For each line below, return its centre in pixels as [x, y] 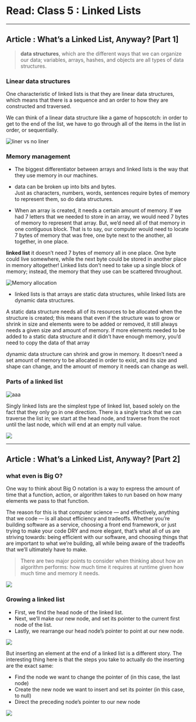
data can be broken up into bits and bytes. [65, 187]
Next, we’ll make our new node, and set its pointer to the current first [97, 619]
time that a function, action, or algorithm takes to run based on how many [94, 495]
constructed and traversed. [39, 106]
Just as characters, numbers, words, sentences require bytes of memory [102, 193]
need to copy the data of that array [48, 343]
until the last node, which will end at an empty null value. [74, 424]
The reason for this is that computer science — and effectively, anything [93, 512]
